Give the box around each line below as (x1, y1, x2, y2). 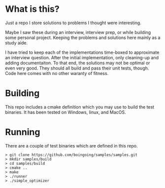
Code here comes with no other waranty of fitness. (5, 70, 109, 76)
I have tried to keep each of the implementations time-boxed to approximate (5, 49, 160, 55)
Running (5, 127, 40, 138)
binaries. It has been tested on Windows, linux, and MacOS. (5, 109, 126, 115)
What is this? (5, 3, 60, 15)
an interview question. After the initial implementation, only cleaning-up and (5, 54, 159, 60)
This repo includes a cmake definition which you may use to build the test (5, 104, 154, 110)
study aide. (5, 39, 28, 45)
